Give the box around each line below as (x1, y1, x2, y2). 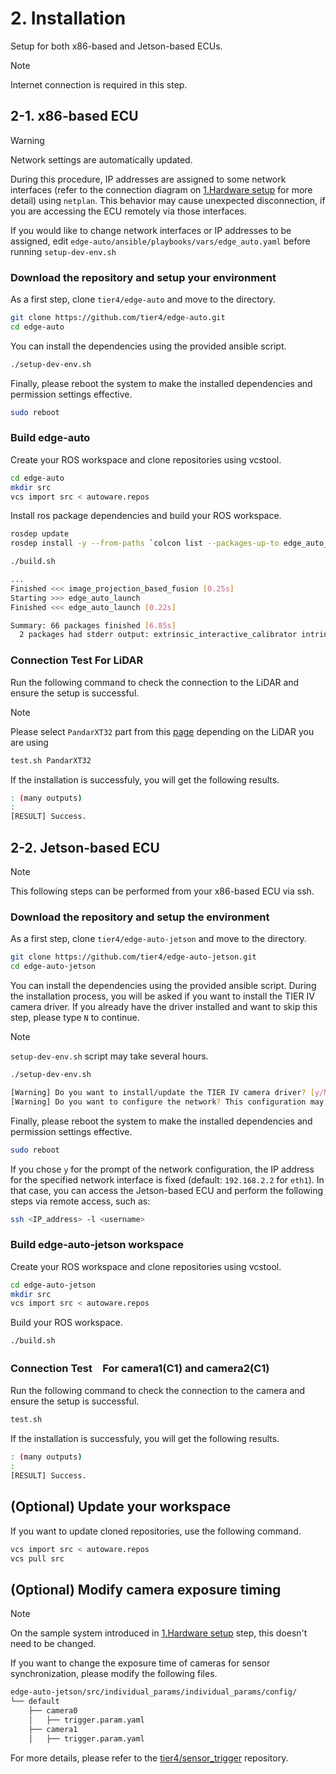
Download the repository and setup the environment (10, 910, 270, 924)
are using (10, 736, 49, 748)
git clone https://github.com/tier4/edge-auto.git (10, 313, 226, 323)
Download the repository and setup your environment (10, 270, 277, 284)
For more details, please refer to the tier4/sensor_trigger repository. (10, 1752, 289, 1764)
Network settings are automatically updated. (10, 153, 193, 166)
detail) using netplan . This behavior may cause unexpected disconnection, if (10, 194, 326, 206)
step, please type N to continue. (10, 1012, 140, 1023)
